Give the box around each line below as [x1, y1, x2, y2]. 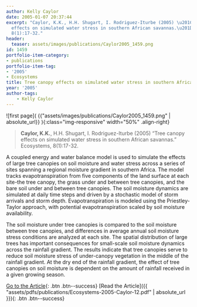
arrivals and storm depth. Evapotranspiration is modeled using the [6, 197, 166, 204]
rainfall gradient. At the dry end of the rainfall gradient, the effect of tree [6, 258, 180, 265]
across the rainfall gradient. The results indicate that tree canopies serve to [6, 246, 188, 253]
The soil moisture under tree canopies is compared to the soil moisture [6, 221, 177, 228]
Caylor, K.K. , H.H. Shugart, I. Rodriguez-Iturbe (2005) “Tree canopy [20, 130, 185, 137]
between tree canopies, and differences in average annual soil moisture [6, 227, 179, 234]
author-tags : [6, 90, 38, 96]
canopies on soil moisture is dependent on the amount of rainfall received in [6, 265, 190, 272]
